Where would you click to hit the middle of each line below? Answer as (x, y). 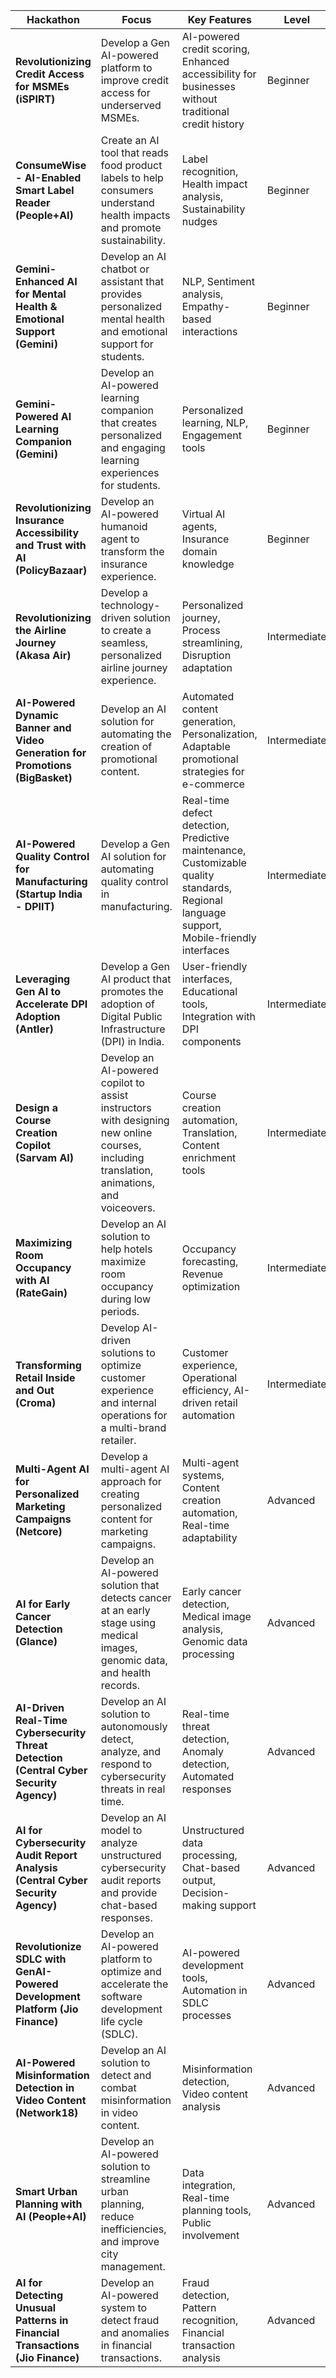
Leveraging (43, 979)
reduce (117, 2216)
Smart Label (45, 190)
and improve (130, 2241)
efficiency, (206, 1390)
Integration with (218, 1016)
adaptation (207, 667)
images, (119, 1647)
